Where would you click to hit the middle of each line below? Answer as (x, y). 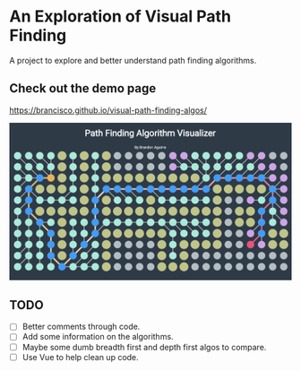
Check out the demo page (83, 88)
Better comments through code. (81, 327)
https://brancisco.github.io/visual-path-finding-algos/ (108, 110)
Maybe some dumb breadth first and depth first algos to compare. (144, 347)
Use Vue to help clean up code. (80, 357)
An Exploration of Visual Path (120, 17)
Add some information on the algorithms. (98, 337)
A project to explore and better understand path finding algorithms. (133, 60)
